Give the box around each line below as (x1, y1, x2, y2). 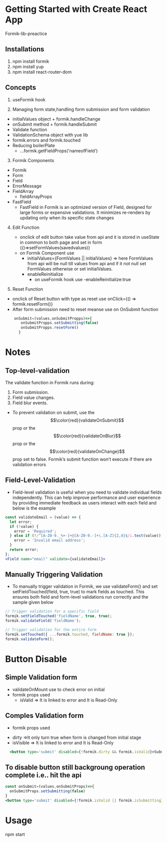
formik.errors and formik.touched (12, 137, 81, 143)
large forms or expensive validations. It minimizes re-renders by (19, 209, 151, 215)
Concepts (5, 83, 36, 92)
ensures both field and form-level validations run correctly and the (12, 594, 149, 600)
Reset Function (12, 286, 43, 292)
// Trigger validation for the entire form (5, 627, 97, 633)
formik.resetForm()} (12, 301, 53, 307)
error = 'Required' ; (14, 528, 57, 534)
